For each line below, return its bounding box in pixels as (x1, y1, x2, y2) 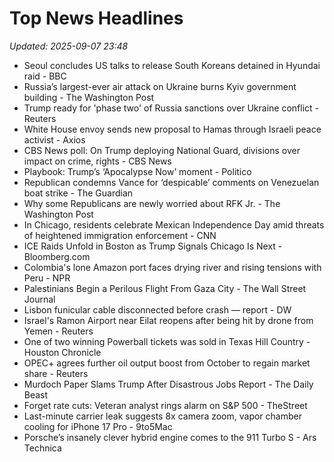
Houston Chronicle (23, 346, 102, 358)
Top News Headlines (9, 7, 184, 30)
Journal (23, 293, 56, 305)
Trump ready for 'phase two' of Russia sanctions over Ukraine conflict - (23, 102, 320, 114)
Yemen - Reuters (23, 325, 94, 337)
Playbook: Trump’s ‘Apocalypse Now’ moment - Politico (23, 165, 252, 177)
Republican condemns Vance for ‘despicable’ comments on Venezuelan (23, 176, 320, 188)
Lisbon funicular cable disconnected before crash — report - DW (23, 303, 292, 316)
